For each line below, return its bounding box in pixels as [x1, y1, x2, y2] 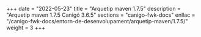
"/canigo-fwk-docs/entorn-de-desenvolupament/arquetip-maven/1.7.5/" [6, 18, 188, 24]
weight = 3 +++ [6, 24, 46, 31]
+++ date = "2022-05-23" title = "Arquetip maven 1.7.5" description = [6, 5, 181, 12]
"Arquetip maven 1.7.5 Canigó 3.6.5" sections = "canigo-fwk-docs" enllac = [6, 11, 196, 18]
